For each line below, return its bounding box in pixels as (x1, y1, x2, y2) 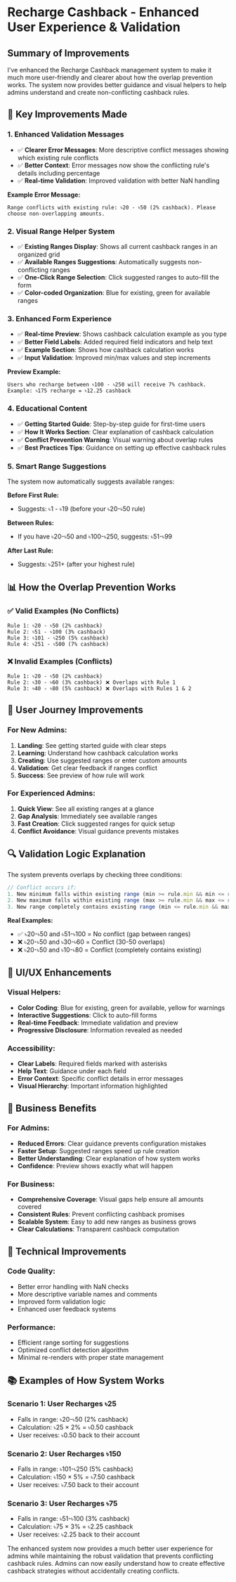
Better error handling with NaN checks (17, 1282, 129, 1290)
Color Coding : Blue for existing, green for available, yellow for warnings (17, 1003, 225, 1012)
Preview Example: (7, 368, 61, 376)
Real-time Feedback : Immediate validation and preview (17, 1018, 178, 1027)
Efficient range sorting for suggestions (17, 1338, 129, 1347)
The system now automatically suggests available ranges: (7, 477, 175, 486)
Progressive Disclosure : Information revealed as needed (17, 1025, 183, 1034)
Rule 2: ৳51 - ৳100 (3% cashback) (7, 628, 106, 635)
